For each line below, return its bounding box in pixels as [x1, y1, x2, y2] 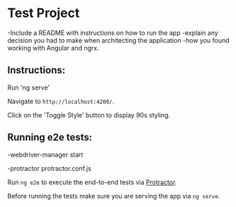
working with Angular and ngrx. [7, 43, 99, 52]
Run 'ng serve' [7, 83, 50, 92]
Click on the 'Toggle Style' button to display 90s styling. [7, 110, 171, 119]
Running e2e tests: [7, 132, 93, 144]
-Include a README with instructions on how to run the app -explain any [7, 28, 218, 37]
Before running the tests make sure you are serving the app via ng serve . [7, 191, 220, 200]
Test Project [7, 5, 80, 21]
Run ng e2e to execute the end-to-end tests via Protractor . [7, 178, 177, 186]
